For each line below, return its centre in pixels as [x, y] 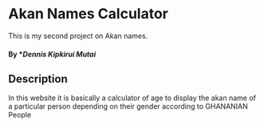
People [20, 115]
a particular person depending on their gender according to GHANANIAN [128, 106]
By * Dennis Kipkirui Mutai [52, 54]
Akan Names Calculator [89, 14]
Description [38, 79]
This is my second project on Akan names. [78, 36]
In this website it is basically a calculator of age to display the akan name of [132, 98]
